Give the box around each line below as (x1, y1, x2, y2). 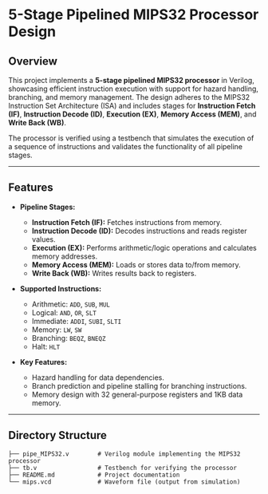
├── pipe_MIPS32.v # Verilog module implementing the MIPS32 (8, 449, 241, 458)
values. (31, 234, 56, 244)
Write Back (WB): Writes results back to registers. (31, 268, 197, 278)
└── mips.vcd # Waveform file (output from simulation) (8, 477, 241, 486)
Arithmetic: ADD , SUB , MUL (31, 299, 110, 309)
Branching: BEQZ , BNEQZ (31, 333, 106, 342)
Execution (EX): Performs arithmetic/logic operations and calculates (31, 243, 257, 252)
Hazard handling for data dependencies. (31, 373, 165, 382)
